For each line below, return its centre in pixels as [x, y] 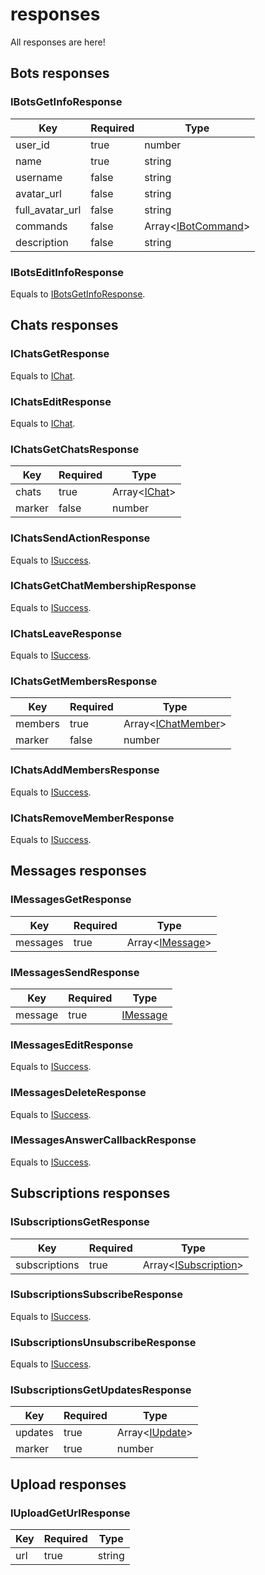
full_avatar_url [48, 210]
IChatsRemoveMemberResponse [92, 818]
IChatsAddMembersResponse [85, 770]
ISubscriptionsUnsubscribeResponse [103, 1342]
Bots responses [60, 73]
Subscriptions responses [90, 1193]
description [42, 242]
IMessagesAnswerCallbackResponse [103, 1140]
